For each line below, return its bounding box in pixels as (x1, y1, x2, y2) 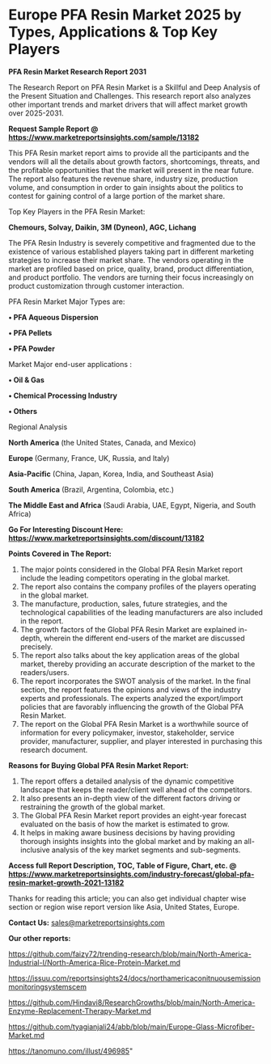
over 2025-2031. (8, 108, 65, 118)
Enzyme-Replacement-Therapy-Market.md (8, 1006, 152, 1015)
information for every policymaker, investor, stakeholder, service (19, 728, 235, 737)
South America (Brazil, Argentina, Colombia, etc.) (8, 484, 175, 494)
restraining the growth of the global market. (19, 802, 166, 812)
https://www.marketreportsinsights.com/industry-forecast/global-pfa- (8, 869, 255, 879)
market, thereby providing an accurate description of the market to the (19, 659, 256, 669)
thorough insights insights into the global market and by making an (19, 836, 243, 846)
